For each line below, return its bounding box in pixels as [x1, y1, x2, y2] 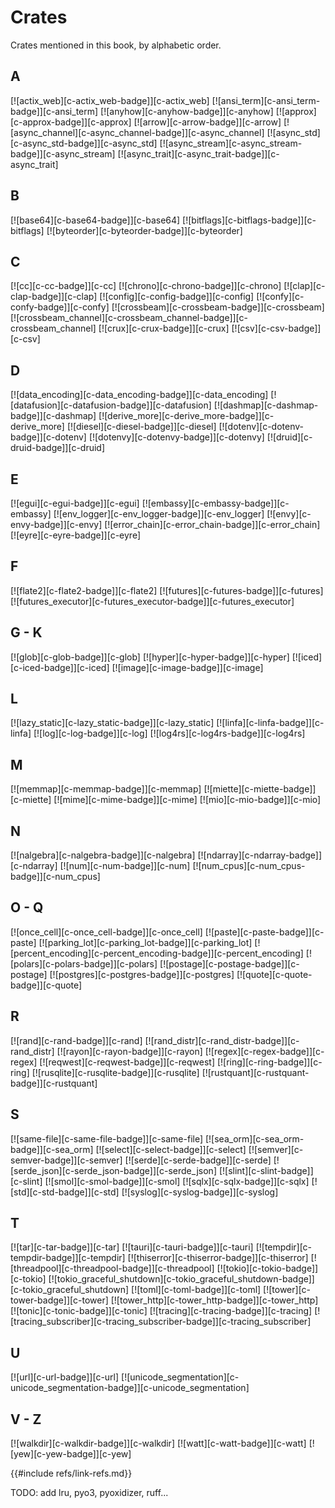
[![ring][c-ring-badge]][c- [216, 1056, 323, 1068]
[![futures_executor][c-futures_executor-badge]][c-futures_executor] [10, 595, 295, 607]
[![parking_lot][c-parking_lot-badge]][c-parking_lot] [38, 936, 253, 948]
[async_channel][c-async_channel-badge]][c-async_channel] [10, 126, 265, 138]
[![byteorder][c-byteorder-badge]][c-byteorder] [46, 224, 243, 236]
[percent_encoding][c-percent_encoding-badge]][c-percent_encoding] [10, 947, 304, 959]
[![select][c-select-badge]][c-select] [95, 1143, 247, 1155]
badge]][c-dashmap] [10, 410, 97, 422]
